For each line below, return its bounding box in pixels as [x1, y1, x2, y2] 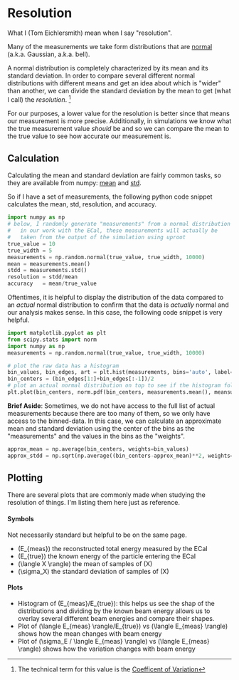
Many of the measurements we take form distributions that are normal [7, 42, 213, 51]
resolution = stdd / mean [7, 273, 78, 281]
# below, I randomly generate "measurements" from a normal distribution [7, 221, 231, 228]
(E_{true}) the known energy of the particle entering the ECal [17, 552, 196, 560]
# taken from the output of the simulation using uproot [7, 234, 186, 241]
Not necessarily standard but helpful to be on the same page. [7, 530, 187, 539]
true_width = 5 [7, 247, 53, 254]
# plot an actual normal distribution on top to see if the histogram [7, 382, 221, 389]
